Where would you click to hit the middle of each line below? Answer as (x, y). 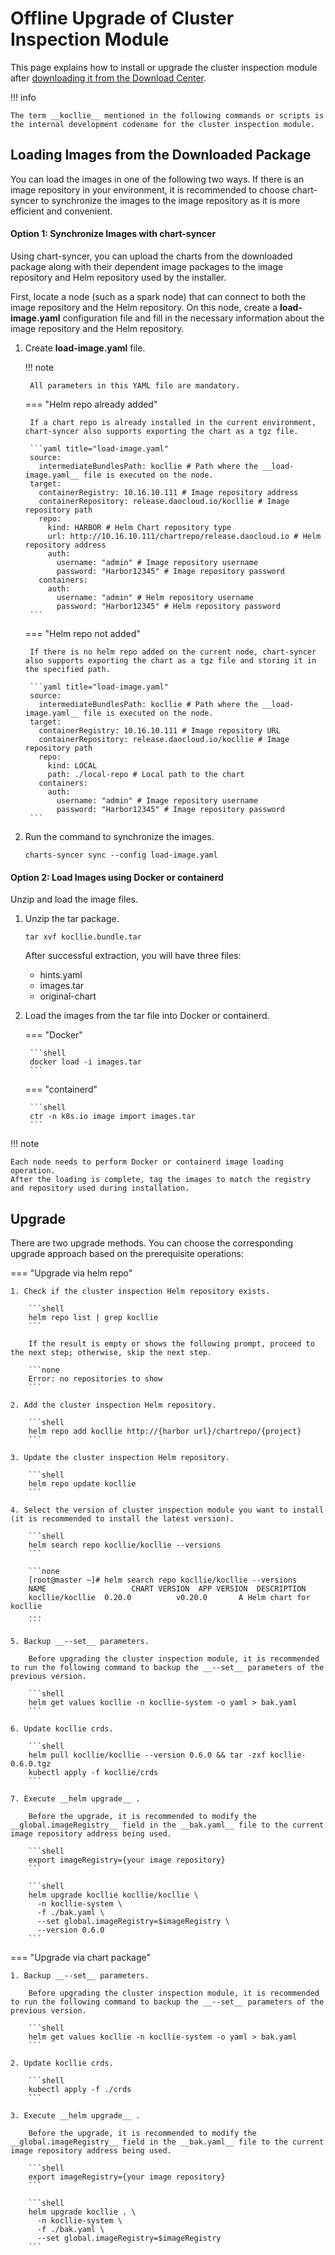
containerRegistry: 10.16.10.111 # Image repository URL (159, 730)
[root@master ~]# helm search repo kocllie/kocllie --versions (163, 1580)
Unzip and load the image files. (74, 899)
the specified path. (67, 669)
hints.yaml (61, 975)
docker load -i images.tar (85, 1062)
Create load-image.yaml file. (85, 348)
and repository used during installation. (100, 1188)
